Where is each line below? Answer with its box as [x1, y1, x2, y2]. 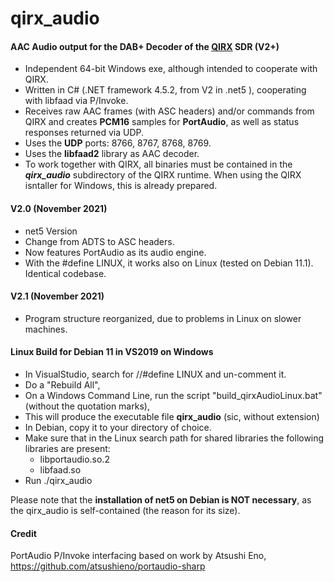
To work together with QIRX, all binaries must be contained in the [24, 158, 293, 171]
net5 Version [24, 225, 78, 237]
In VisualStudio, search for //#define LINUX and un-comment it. [24, 368, 287, 380]
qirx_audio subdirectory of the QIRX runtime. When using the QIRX [24, 169, 302, 181]
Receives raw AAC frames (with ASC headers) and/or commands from [24, 105, 315, 117]
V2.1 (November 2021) [10, 290, 105, 302]
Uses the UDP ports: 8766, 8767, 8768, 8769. [24, 137, 212, 149]
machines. [24, 323, 68, 335]
